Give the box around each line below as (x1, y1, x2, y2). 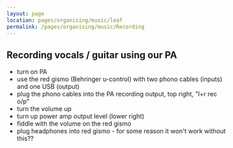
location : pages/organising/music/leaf (6, 17, 123, 24)
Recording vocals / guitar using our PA (6, 49, 178, 61)
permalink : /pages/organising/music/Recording (6, 23, 145, 30)
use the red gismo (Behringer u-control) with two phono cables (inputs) (16, 75, 223, 84)
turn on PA (16, 68, 48, 76)
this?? (16, 134, 34, 143)
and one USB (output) (16, 82, 80, 91)
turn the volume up (16, 105, 72, 113)
